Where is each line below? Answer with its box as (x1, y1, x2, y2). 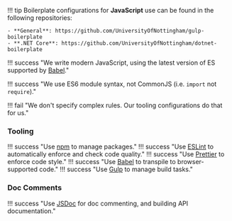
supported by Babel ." (7, 66, 70, 74)
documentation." (7, 206, 56, 215)
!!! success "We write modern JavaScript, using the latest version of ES (7, 58, 216, 67)
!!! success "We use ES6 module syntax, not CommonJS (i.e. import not (7, 80, 217, 88)
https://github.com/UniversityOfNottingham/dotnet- (61, 40, 218, 47)
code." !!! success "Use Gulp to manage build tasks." (38, 165, 194, 173)
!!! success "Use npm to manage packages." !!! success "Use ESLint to (7, 142, 214, 151)
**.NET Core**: (13, 40, 59, 47)
